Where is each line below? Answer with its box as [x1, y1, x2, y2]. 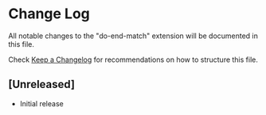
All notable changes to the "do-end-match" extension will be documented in [8, 31, 259, 40]
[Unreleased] [8, 78, 76, 91]
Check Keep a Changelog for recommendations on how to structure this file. [8, 55, 259, 64]
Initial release [19, 98, 64, 108]
